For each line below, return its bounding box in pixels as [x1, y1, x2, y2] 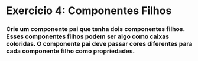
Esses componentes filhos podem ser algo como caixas [6, 32, 170, 40]
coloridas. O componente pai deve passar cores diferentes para [6, 40, 193, 48]
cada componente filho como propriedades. [6, 47, 135, 55]
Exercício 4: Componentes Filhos [6, 4, 172, 18]
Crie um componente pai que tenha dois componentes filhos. [6, 25, 185, 33]
